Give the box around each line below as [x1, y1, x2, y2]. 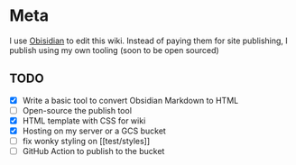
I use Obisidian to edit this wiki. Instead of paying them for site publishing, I [9, 35, 289, 46]
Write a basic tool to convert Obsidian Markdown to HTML [22, 95, 239, 105]
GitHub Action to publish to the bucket [22, 146, 165, 157]
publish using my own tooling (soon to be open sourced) [9, 44, 219, 55]
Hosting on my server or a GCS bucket [22, 125, 167, 136]
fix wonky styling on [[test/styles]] [22, 136, 151, 146]
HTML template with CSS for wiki [22, 115, 146, 126]
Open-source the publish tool [22, 105, 133, 115]
